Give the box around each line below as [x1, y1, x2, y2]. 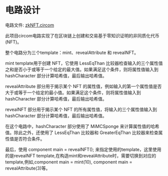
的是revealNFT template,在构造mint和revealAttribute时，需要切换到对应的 [5, 152, 156, 158]
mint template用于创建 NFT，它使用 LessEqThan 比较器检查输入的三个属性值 [5, 60, 163, 66]
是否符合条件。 [13, 135, 45, 141]
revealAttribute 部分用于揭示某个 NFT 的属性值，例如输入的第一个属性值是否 [5, 83, 162, 89]
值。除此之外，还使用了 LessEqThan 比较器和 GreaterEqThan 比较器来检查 [5, 129, 158, 135]
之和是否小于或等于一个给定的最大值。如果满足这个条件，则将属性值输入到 [5, 66, 158, 72]
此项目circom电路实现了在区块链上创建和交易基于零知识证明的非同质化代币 [5, 32, 160, 38]
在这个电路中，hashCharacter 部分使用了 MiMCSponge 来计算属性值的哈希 [5, 123, 159, 129]
